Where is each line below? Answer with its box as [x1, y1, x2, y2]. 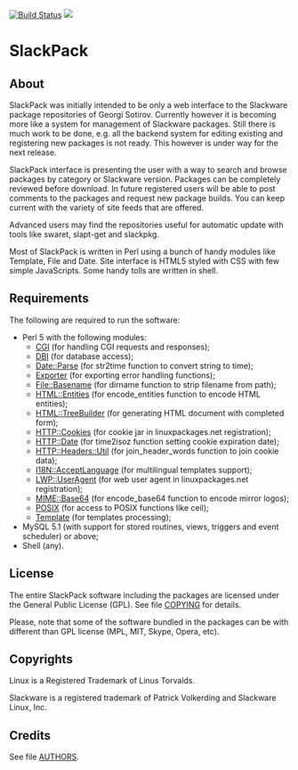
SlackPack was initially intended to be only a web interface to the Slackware [9, 100, 288, 111]
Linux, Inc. [9, 702, 47, 713]
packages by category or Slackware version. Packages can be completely [9, 174, 281, 184]
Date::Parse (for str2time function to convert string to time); [35, 360, 254, 371]
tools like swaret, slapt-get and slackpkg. [9, 229, 160, 240]
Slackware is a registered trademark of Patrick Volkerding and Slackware [9, 692, 277, 703]
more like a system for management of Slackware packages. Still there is [9, 119, 276, 129]
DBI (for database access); [35, 350, 134, 361]
